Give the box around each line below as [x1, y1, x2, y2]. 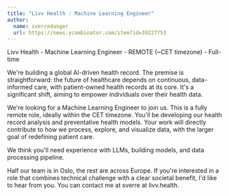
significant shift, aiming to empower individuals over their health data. [7, 90, 203, 99]
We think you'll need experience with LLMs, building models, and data [7, 146, 204, 154]
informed [7, 83, 33, 91]
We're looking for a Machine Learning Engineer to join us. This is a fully [7, 103, 208, 112]
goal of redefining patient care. [7, 133, 94, 141]
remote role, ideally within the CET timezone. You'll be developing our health [7, 111, 222, 119]
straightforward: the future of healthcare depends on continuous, [7, 76, 191, 84]
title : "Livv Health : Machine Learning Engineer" [7, 10, 154, 17]
